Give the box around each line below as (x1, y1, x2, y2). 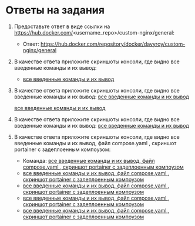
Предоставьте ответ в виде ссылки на (14, 23, 110, 30)
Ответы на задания (5, 4, 105, 17)
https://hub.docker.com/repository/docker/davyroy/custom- (40, 40, 186, 47)
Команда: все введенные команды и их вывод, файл (22, 157, 155, 164)
